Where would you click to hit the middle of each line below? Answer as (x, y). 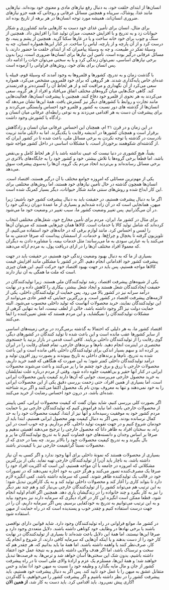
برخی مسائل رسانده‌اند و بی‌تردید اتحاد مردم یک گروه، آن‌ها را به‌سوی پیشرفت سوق (83, 163)
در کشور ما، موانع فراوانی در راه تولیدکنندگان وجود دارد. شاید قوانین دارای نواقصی (82, 523)
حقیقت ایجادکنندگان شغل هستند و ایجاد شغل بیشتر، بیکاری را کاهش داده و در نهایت (83, 287)
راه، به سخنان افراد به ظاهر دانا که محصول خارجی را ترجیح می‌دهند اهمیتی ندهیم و (82, 429)
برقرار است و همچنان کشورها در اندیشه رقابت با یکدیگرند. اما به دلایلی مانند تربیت (82, 132)
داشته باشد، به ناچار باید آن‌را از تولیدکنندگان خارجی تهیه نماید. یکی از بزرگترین (78, 460)
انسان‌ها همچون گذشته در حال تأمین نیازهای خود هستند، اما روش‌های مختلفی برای (81, 184)
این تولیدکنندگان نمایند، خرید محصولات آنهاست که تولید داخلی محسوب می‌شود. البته (83, 303)
